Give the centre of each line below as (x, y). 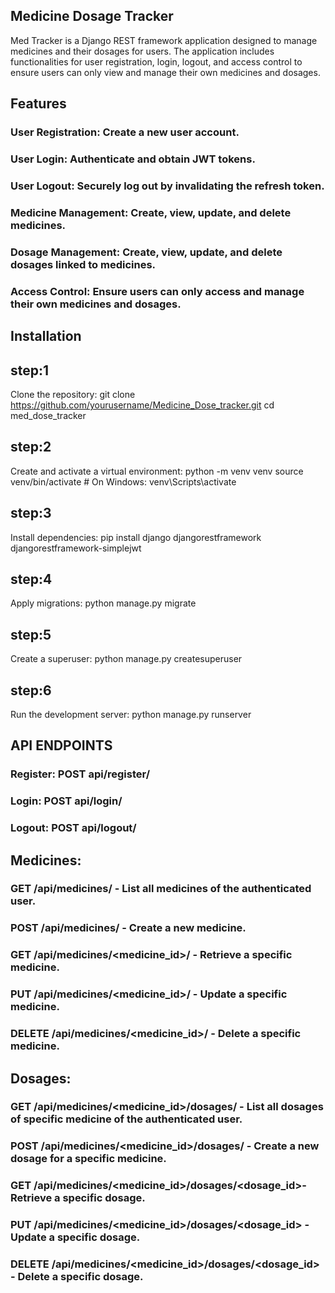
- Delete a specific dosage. (77, 1277)
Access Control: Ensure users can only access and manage (157, 291)
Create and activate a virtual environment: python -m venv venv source (157, 471)
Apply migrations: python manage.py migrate (103, 603)
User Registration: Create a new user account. (125, 132)
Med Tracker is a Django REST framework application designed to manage (164, 40)
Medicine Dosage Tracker (92, 16)
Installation (46, 336)
